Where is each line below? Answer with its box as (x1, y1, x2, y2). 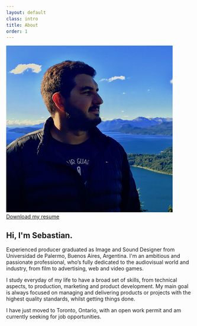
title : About (6, 22, 38, 28)
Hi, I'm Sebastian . (6, 230, 73, 240)
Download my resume (6, 213, 60, 220)
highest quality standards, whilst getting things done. (6, 295, 135, 302)
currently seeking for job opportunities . (6, 313, 102, 320)
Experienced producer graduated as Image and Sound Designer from (6, 246, 175, 253)
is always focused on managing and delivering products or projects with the (6, 289, 191, 296)
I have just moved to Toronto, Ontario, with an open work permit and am (6, 307, 182, 314)
